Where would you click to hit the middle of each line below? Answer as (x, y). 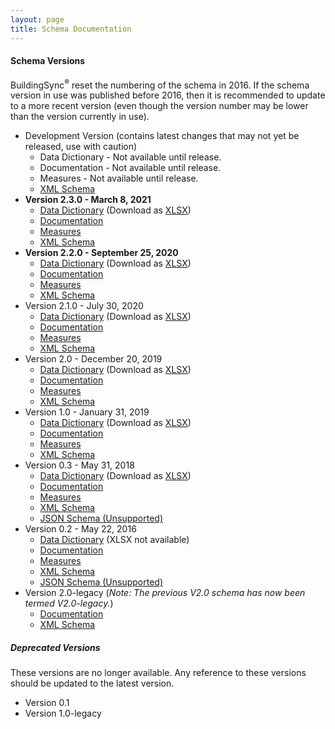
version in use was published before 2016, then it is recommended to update (168, 95)
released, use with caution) (81, 147)
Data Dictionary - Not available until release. (130, 157)
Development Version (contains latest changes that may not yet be (162, 136)
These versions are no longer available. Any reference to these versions (158, 673)
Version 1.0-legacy (63, 713)
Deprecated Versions (55, 647)
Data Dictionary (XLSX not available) (114, 540)
